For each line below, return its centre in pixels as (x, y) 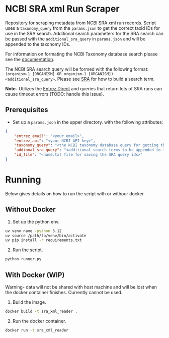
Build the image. (29, 302)
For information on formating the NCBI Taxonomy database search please (81, 54)
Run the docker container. (39, 321)
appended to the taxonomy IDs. (38, 44)
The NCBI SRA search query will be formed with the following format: (77, 69)
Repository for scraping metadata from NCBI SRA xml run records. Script (80, 23)
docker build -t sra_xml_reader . (41, 311)
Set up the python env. (36, 221)
